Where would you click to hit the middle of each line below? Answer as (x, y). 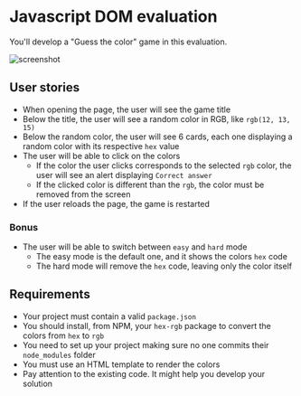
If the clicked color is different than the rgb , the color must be (150, 184)
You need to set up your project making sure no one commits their (146, 344)
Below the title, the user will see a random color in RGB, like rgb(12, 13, (156, 118)
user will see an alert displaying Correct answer (124, 174)
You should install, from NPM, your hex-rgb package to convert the (146, 325)
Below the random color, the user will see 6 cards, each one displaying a (157, 137)
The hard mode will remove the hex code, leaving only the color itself (164, 266)
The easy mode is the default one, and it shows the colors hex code (161, 257)
